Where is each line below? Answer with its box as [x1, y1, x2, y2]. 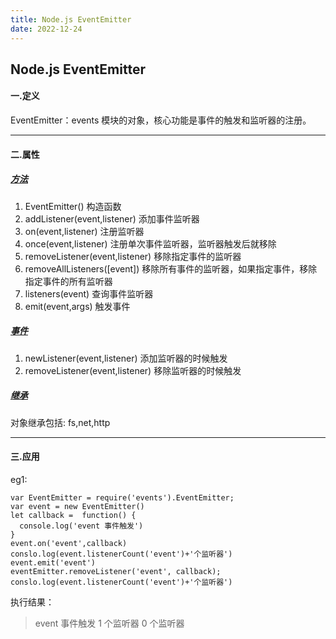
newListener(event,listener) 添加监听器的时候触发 [24, 352, 228, 364]
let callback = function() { [10, 510, 137, 520]
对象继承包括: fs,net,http [10, 416, 111, 428]
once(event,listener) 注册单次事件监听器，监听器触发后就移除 [24, 237, 277, 250]
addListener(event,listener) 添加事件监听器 [24, 212, 200, 225]
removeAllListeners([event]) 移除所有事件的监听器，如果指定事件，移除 [24, 262, 318, 275]
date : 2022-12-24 [10, 24, 83, 34]
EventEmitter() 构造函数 [24, 200, 122, 212]
